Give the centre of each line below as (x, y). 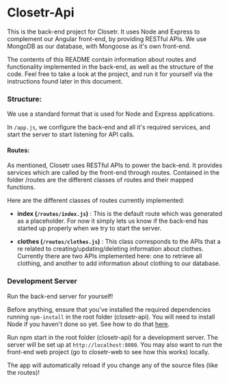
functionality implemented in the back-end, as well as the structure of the (110, 66)
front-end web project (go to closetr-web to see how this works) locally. (108, 351)
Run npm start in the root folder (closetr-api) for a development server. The (113, 337)
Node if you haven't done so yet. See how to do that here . (89, 324)
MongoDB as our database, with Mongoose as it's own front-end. (99, 46)
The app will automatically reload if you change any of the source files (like (113, 365)
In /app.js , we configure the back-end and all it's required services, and (109, 127)
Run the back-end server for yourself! (60, 296)
